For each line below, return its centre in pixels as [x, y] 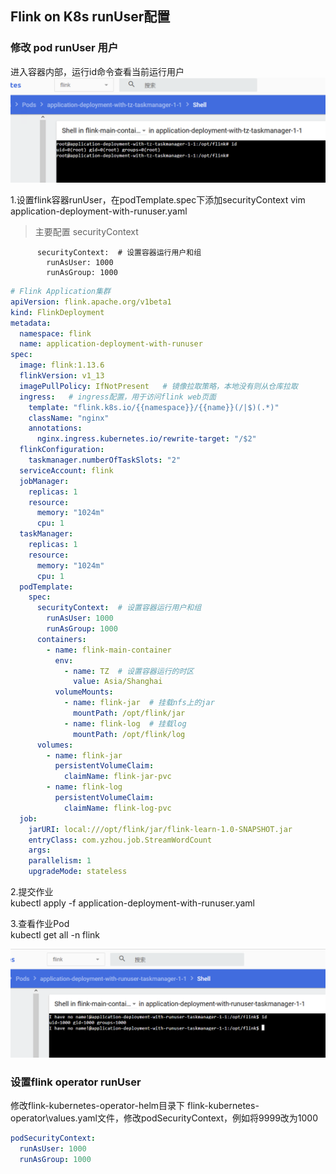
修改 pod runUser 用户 [64, 48]
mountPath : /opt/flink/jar [129, 713]
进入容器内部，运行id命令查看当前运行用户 [97, 71]
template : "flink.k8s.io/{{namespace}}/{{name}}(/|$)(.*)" [154, 407]
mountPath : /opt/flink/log [129, 734]
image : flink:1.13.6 [62, 365]
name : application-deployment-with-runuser [111, 344]
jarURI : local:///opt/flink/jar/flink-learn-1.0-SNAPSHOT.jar [160, 829]
